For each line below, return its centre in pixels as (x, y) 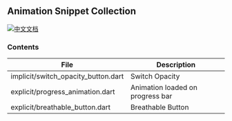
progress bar (151, 96)
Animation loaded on (164, 87)
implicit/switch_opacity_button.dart (67, 76)
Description (176, 65)
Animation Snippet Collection (72, 11)
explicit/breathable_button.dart (61, 107)
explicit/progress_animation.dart (63, 92)
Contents (23, 47)
